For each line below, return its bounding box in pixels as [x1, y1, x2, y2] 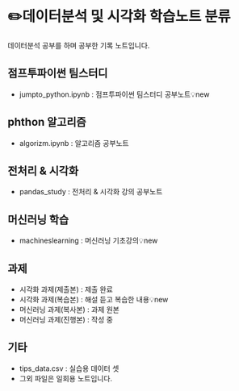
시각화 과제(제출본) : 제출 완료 [19, 285, 114, 294]
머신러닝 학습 [7, 213, 69, 227]
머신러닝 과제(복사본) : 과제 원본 [19, 305, 120, 314]
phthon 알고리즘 [7, 115, 86, 129]
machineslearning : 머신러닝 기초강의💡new [19, 235, 158, 246]
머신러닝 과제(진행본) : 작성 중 [19, 315, 114, 324]
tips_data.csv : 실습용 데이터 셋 [19, 364, 119, 373]
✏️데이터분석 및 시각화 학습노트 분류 [7, 7, 231, 26]
